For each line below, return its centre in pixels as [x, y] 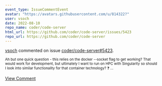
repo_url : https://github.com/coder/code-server [55, 37]
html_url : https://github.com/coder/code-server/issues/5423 [68, 32]
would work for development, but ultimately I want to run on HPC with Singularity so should [81, 64]
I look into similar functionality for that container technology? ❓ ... [59, 68]
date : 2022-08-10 [23, 23]
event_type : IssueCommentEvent [37, 9]
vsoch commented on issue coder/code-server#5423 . [60, 50]
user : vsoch [17, 18]
